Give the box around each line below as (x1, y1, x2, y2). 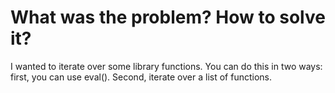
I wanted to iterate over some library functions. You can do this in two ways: (10, 60, 323, 72)
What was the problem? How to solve (10, 6, 326, 29)
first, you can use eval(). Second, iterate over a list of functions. (10, 71, 272, 83)
